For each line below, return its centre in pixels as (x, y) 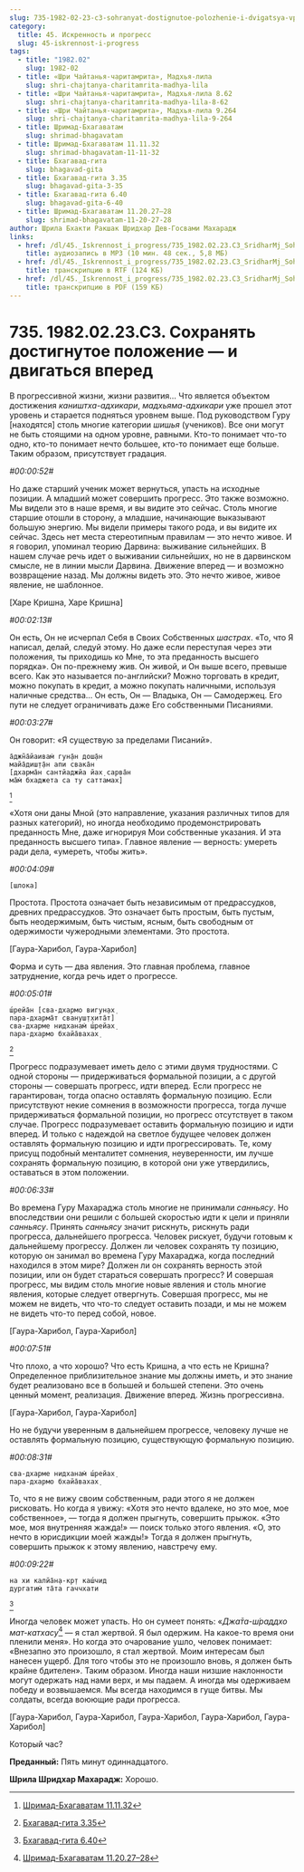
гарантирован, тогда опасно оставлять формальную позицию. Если (141, 1095)
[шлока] (24, 885)
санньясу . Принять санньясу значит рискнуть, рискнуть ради (129, 1226)
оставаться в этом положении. (69, 1172)
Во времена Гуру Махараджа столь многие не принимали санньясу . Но (149, 1207)
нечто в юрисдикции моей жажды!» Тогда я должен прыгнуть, (131, 1537)
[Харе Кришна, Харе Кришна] (66, 602)
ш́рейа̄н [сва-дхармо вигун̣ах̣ (62, 1010)
